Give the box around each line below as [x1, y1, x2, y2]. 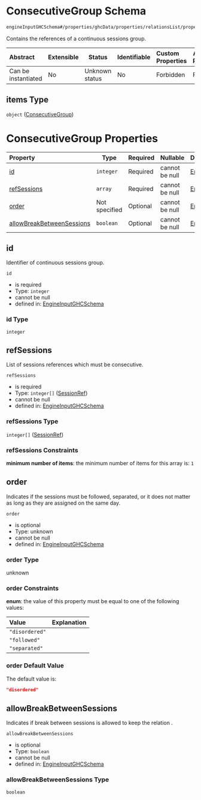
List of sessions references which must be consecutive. [6, 361, 144, 368]
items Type [6, 95, 49, 105]
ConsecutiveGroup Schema [6, 4, 147, 18]
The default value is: [6, 675, 57, 682]
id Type [6, 315, 29, 323]
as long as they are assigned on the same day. [6, 499, 121, 507]
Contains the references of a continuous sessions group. [6, 35, 147, 42]
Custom [156, 49, 179, 58]
